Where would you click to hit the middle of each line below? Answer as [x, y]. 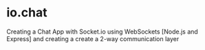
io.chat [27, 13]
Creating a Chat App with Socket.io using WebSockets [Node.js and [102, 32]
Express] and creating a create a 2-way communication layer [93, 38]
